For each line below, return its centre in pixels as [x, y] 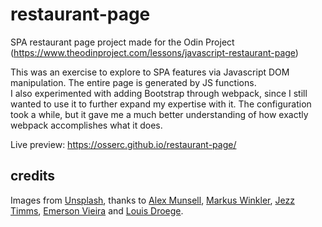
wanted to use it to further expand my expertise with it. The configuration [161, 104]
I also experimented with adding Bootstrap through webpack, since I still [159, 93]
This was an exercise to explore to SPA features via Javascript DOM [150, 72]
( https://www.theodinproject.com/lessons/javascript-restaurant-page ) [154, 52]
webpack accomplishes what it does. [86, 125]
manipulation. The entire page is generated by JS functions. [133, 82]
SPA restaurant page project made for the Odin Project [122, 42]
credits [33, 176]
